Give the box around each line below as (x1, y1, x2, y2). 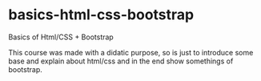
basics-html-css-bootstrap (8, 6, 195, 24)
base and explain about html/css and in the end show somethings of (8, 56, 234, 66)
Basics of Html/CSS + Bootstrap (8, 32, 114, 42)
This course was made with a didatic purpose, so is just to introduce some (8, 47, 254, 57)
